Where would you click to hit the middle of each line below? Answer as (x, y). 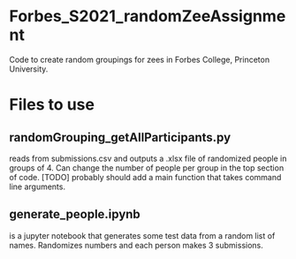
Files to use (52, 105)
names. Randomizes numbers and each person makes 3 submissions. (136, 245)
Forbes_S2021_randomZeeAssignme (148, 16)
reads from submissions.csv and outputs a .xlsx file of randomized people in (148, 158)
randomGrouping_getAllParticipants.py (120, 137)
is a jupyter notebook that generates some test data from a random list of (142, 235)
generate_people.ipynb (75, 214)
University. (29, 69)
